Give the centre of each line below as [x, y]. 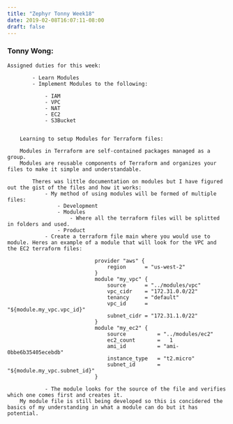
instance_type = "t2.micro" [151, 358]
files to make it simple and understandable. [74, 169]
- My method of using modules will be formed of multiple [130, 194]
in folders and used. [39, 224]
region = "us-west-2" [146, 267]
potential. [23, 413]
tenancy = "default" [143, 297]
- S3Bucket [60, 120]
